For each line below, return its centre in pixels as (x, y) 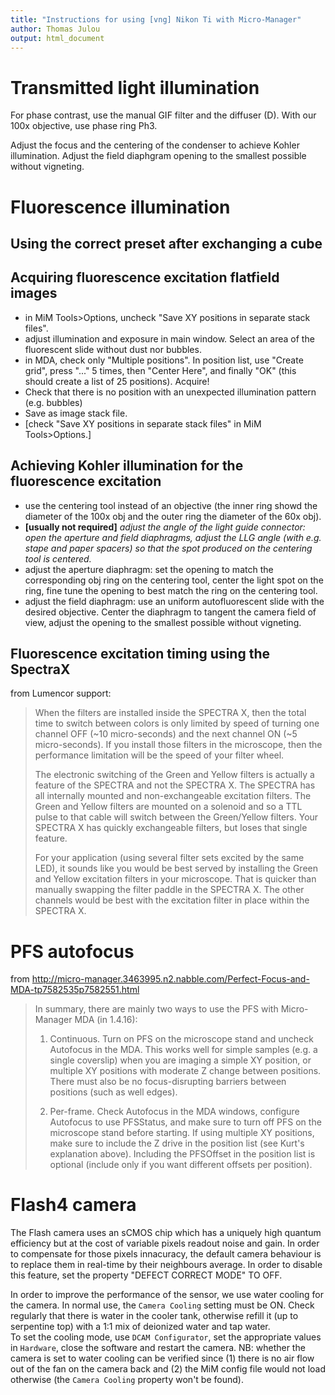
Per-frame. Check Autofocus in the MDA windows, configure (174, 1112)
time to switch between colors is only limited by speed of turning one (177, 723)
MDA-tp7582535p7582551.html (75, 990)
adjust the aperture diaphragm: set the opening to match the (149, 569)
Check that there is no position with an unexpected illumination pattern (170, 392)
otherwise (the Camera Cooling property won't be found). (127, 1380)
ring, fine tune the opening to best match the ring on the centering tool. (171, 590)
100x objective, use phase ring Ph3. (84, 126)
